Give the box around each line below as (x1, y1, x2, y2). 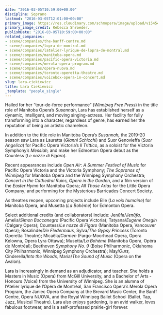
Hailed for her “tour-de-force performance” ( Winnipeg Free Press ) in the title (5, 102, 158, 108)
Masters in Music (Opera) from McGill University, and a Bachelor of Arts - (5, 273, 152, 279)
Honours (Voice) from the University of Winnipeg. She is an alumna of (5, 278, 145, 284)
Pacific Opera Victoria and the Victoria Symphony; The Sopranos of (5, 167, 140, 173)
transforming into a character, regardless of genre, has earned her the (5, 117, 145, 123)
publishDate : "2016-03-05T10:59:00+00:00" (5, 30, 92, 35)
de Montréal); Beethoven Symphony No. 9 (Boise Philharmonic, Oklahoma (5, 243, 153, 249)
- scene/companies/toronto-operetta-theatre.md (5, 71, 103, 75)
